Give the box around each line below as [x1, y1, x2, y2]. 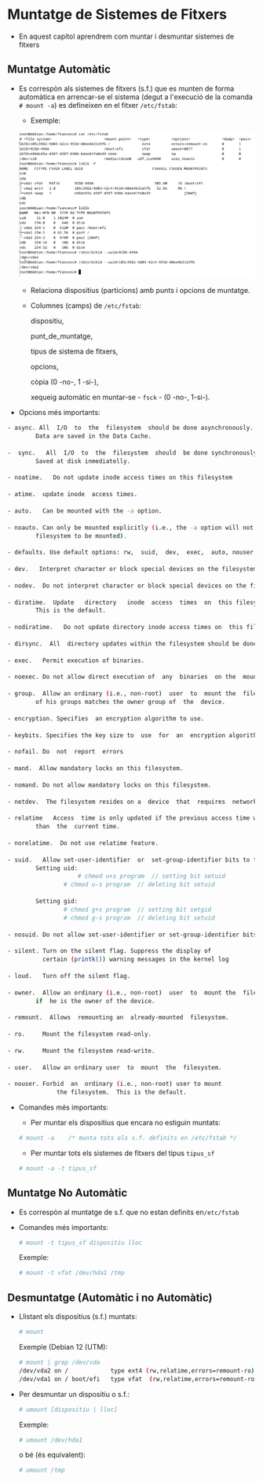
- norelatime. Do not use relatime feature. [7, 839, 159, 847]
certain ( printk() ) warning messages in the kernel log [42, 955, 229, 964]
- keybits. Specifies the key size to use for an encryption [7, 731, 225, 739]
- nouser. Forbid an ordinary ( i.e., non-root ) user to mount [7, 1080, 222, 1088]
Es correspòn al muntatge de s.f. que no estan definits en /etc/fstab [18, 1207, 239, 1217]
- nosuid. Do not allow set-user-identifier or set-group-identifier [7, 931, 240, 939]
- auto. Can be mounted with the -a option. [7, 506, 163, 515]
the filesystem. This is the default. [57, 1088, 188, 1096]
